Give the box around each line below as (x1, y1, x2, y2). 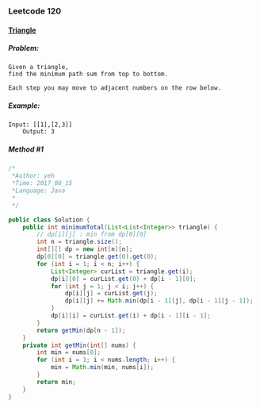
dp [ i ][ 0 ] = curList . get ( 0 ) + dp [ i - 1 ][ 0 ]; (50, 275, 197, 283)
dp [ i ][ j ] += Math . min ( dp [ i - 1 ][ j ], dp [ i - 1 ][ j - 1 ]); (64, 297, 254, 305)
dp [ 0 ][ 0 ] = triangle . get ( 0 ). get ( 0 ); (36, 252, 158, 261)
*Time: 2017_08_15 (11, 179, 73, 187)
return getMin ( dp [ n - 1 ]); (36, 326, 126, 334)
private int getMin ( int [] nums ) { (22, 341, 136, 349)
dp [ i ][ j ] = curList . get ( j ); (64, 290, 158, 298)
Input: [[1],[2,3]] (8, 121, 73, 129)
